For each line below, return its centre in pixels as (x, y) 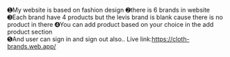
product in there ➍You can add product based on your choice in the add (110, 24)
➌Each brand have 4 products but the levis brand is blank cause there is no (115, 17)
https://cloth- (171, 39)
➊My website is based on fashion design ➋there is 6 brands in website (109, 10)
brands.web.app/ (32, 46)
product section (30, 32)
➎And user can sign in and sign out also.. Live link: (80, 39)
